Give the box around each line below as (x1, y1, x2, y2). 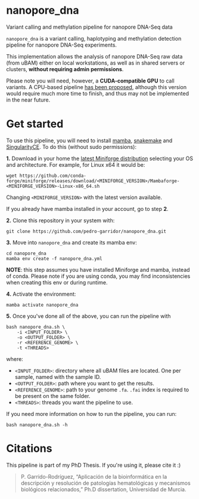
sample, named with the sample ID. (14, 373, 101, 380)
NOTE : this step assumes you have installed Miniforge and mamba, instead (6, 266, 190, 273)
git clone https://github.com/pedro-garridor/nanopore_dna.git (6, 228, 167, 234)
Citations (6, 442, 52, 455)
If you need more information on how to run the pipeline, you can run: (6, 410, 177, 417)
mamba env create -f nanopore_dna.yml (6, 255, 102, 262)
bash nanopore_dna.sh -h (6, 422, 68, 428)
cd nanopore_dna (6, 250, 46, 256)
